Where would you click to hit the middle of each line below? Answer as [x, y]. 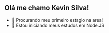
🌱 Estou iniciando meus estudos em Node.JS [58, 25]
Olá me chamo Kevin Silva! [47, 8]
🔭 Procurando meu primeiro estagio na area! [57, 20]
